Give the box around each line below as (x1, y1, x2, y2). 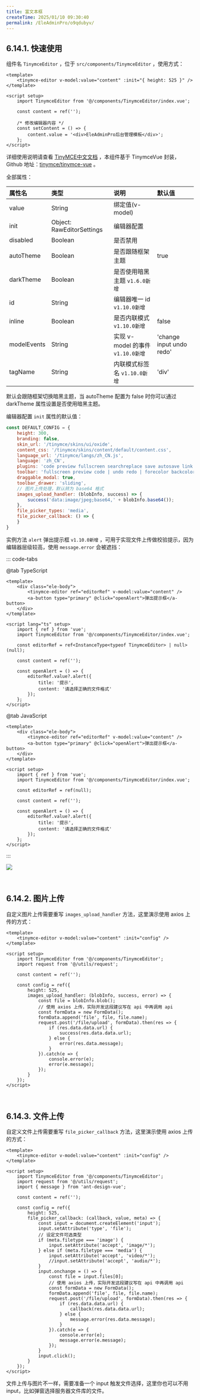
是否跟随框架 (113, 248, 150, 256)
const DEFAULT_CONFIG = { (6, 425, 70, 431)
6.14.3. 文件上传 (6, 1112, 64, 1122)
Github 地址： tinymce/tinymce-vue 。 (6, 161, 99, 168)
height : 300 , (17, 430, 49, 437)
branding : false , (17, 435, 60, 441)
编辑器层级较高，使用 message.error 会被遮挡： (6, 543, 122, 550)
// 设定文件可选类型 (37, 1232, 82, 1238)
